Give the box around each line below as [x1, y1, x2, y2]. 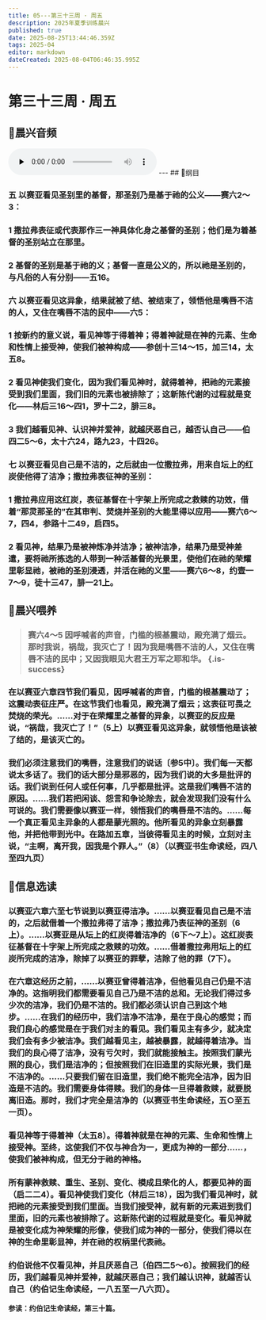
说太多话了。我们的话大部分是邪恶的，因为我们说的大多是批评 [8, 770, 244, 781]
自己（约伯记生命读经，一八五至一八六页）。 [8, 1284, 175, 1295]
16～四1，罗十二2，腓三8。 [56, 401, 161, 412]
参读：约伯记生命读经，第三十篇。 [8, 1303, 120, 1313]
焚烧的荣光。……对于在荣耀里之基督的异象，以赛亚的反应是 [8, 710, 236, 721]
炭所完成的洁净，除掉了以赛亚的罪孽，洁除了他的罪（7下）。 [8, 953, 236, 964]
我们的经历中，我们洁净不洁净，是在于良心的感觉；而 [48, 1012, 252, 1023]
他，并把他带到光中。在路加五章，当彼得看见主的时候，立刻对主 [8, 829, 252, 840]
